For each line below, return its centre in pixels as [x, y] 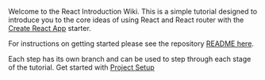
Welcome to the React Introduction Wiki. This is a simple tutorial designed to [133, 11]
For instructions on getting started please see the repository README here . [131, 44]
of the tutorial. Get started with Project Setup [81, 67]
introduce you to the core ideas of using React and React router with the [126, 20]
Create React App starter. [50, 28]
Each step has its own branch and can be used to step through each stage [130, 59]
